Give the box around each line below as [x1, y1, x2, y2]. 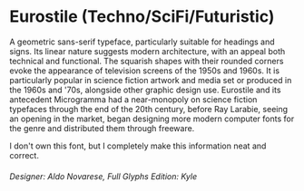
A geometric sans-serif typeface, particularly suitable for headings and [9, 36, 275, 47]
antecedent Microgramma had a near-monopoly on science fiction [9, 93, 258, 105]
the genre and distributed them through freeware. [9, 122, 195, 133]
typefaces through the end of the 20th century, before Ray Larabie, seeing [9, 103, 289, 114]
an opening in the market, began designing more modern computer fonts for [9, 113, 295, 124]
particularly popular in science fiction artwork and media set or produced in [9, 74, 292, 85]
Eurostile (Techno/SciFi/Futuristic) [9, 6, 275, 27]
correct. [9, 149, 39, 160]
